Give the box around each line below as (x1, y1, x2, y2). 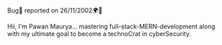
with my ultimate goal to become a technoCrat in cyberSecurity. (7, 30, 191, 37)
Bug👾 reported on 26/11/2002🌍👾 (7, 6, 103, 15)
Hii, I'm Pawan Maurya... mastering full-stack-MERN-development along (7, 22, 216, 30)
